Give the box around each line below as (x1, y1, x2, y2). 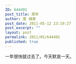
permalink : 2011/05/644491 (5, 35, 60, 40)
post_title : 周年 (5, 12, 39, 17)
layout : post (5, 30, 32, 35)
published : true (5, 39, 38, 44)
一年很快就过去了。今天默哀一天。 (5, 53, 74, 59)
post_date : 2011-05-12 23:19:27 (5, 21, 71, 26)
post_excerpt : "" (5, 26, 41, 31)
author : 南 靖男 (5, 16, 36, 21)
